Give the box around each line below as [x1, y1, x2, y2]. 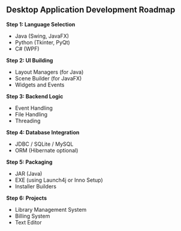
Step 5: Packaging [6, 158, 53, 166]
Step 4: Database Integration [6, 128, 80, 136]
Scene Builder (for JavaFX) [14, 74, 82, 82]
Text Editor [14, 218, 42, 226]
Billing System [14, 212, 50, 220]
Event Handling [14, 104, 53, 112]
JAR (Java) [14, 170, 43, 177]
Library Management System [14, 206, 87, 213]
